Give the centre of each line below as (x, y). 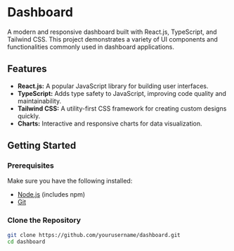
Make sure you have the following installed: (70, 181)
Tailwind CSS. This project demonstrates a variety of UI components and (112, 39)
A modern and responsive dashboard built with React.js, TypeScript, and (112, 32)
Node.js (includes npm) (51, 195)
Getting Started (42, 146)
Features (27, 69)
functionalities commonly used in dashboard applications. (91, 47)
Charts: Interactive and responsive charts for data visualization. (110, 123)
